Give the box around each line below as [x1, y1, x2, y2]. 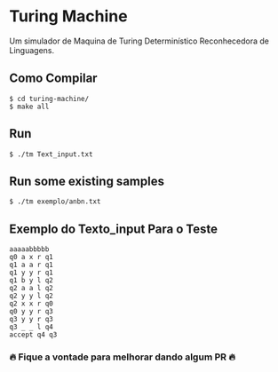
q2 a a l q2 [9, 284, 53, 293]
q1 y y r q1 [9, 268, 53, 277]
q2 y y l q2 [9, 291, 53, 301]
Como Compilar [9, 71, 98, 86]
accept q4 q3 [9, 330, 58, 339]
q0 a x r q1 [9, 253, 53, 262]
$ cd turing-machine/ [9, 94, 90, 103]
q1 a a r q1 [9, 260, 53, 270]
